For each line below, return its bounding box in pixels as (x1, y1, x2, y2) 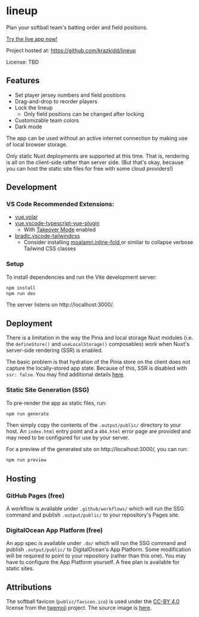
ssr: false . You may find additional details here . (6, 371, 125, 378)
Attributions (6, 582, 52, 592)
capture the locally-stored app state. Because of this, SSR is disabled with (6, 364, 187, 372)
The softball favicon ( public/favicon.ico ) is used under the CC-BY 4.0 (6, 598, 180, 605)
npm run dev (6, 290, 36, 297)
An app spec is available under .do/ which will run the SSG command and (6, 540, 187, 547)
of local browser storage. (6, 141, 68, 148)
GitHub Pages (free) (6, 492, 65, 500)
